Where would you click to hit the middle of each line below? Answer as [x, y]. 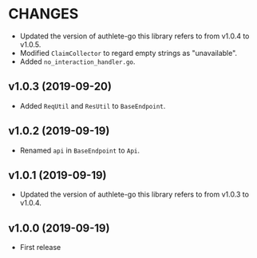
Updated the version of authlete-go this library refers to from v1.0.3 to [134, 194]
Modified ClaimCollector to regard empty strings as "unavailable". [128, 53]
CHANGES [43, 14]
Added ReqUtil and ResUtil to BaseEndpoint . [93, 105]
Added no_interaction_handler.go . [77, 62]
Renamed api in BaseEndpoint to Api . [80, 150]
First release [40, 248]
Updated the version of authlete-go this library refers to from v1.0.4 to [134, 36]
